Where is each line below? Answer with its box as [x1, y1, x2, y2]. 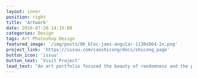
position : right [6, 14, 46, 20]
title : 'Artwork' [6, 19, 49, 25]
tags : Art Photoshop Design [6, 36, 75, 42]
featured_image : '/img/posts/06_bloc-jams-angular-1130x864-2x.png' [6, 42, 178, 48]
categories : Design [6, 30, 54, 36]
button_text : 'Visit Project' [6, 57, 81, 63]
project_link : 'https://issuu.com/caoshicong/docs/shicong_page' [6, 47, 170, 53]
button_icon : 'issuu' [6, 52, 60, 58]
